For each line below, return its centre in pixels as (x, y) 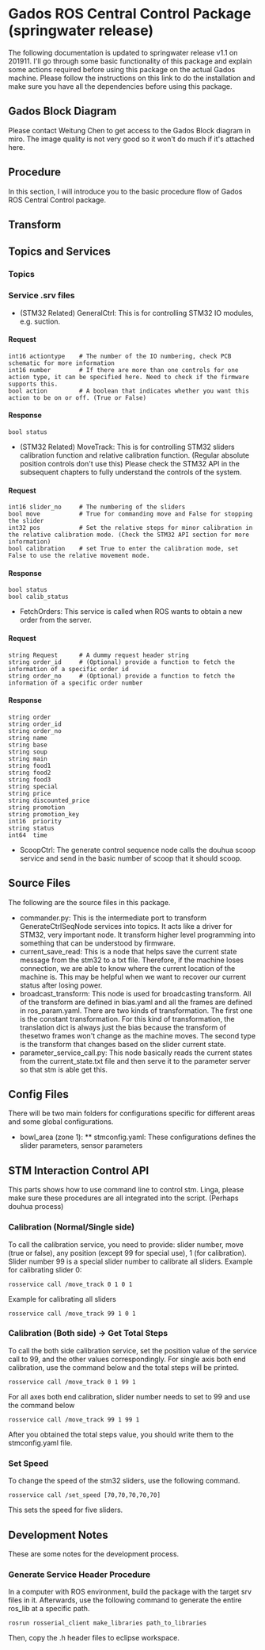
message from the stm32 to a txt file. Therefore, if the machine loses (131, 960)
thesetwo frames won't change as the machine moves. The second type (137, 1035)
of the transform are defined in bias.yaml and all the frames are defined (136, 1002)
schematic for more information (61, 363)
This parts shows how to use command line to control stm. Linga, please (126, 1190)
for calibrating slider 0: (45, 1269)
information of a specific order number (76, 683)
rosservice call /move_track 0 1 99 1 (72, 1382)
